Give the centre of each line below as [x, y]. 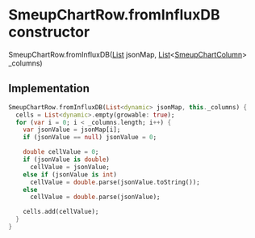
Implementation [49, 89]
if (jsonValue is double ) [67, 159]
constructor [49, 32]
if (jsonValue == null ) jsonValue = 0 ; [90, 138]
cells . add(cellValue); [61, 212]
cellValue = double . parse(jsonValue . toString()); [115, 182]
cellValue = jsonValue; [70, 167]
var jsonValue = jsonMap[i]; [72, 130]
